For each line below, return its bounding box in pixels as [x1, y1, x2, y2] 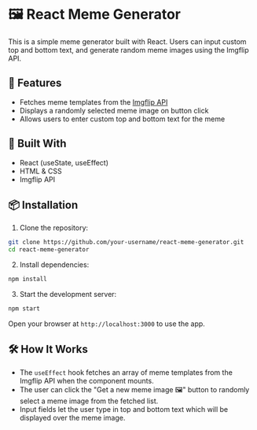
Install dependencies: [19, 260, 90, 269]
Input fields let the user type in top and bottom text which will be [19, 404, 229, 413]
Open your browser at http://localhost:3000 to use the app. [8, 319, 206, 328]
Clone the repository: [19, 223, 89, 232]
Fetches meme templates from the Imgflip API [19, 97, 168, 106]
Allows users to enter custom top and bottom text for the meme [19, 114, 226, 124]
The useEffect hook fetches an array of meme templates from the [19, 367, 233, 377]
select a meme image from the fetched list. [19, 396, 159, 406]
